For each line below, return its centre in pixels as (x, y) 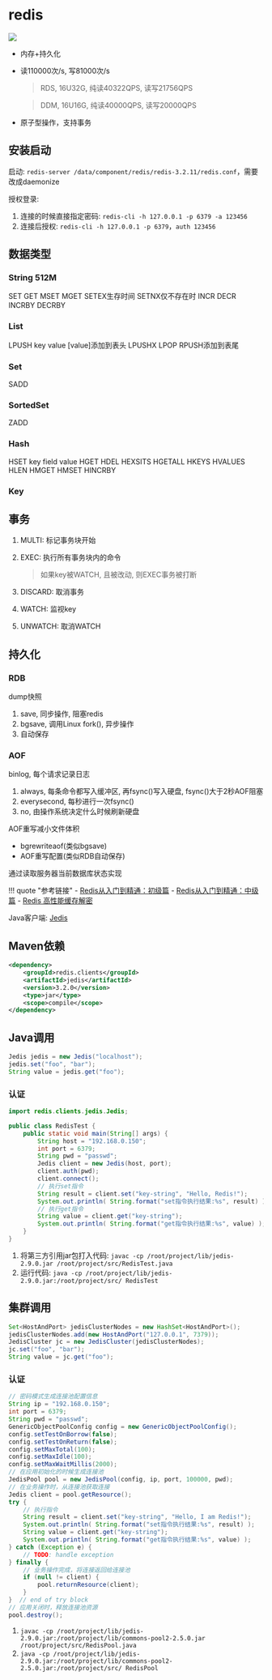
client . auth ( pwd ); (68, 1171)
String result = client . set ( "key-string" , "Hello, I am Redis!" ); (137, 1517)
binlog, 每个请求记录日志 (49, 774)
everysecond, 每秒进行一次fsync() (77, 802)
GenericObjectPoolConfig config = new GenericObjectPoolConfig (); (123, 1426)
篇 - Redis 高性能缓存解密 (51, 901)
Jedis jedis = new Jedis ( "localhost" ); (76, 1057)
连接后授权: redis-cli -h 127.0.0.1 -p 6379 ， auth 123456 (118, 226)
